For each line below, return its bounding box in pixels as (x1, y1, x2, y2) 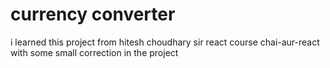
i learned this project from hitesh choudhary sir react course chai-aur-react (10, 36, 320, 48)
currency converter (10, 3, 176, 26)
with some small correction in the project (10, 46, 179, 58)
